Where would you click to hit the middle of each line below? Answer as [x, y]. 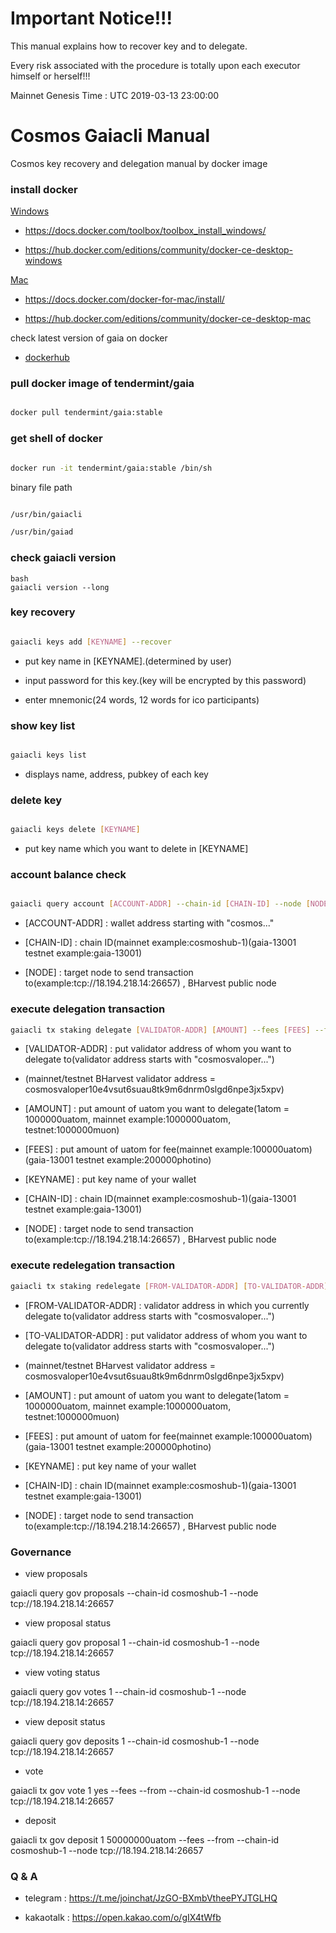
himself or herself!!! [50, 76]
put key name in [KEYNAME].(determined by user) [128, 661]
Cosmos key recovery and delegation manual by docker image [139, 163]
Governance [41, 1552]
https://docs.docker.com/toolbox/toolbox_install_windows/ [145, 231]
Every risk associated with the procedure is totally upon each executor [155, 65]
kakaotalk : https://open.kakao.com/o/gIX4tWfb [123, 1918]
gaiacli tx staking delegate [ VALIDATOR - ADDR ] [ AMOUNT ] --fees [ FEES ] [160, 1030]
